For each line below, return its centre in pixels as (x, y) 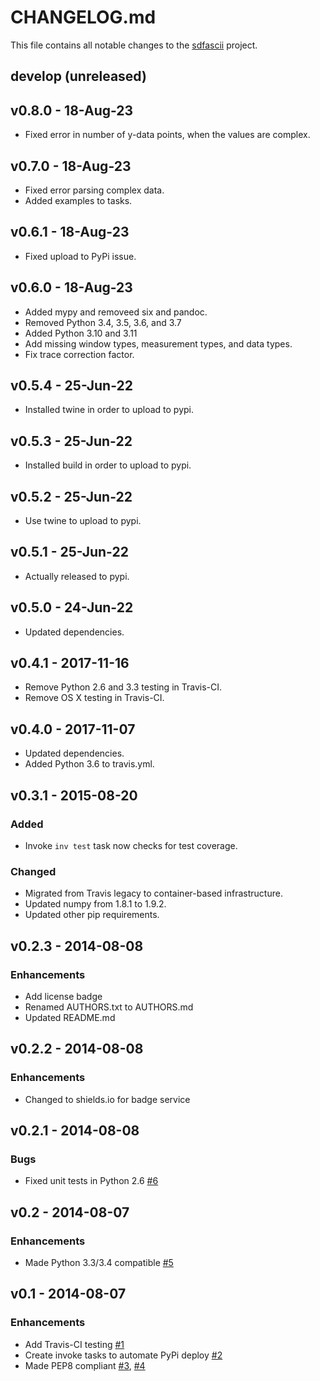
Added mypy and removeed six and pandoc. (116, 312)
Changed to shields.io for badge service (107, 1099)
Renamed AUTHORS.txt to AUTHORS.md (109, 1007)
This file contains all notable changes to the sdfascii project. (134, 45)
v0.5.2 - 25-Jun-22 (71, 496)
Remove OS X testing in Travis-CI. (94, 698)
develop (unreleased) (78, 76)
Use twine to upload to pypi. (83, 521)
